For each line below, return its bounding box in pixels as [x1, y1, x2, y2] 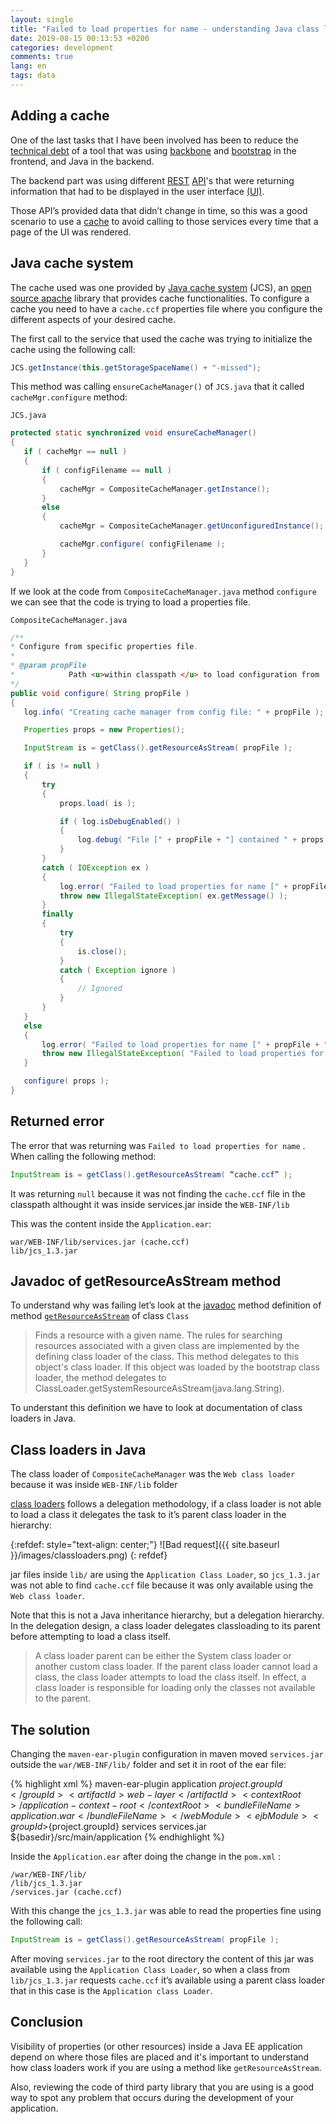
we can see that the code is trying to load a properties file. [10, 596, 251, 608]
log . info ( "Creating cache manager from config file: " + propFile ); [23, 707, 325, 717]
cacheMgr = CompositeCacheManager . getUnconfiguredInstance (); [59, 521, 325, 531]
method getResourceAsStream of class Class [10, 1310, 190, 1322]
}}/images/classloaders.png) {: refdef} [10, 1549, 168, 1561]
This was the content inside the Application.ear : [10, 1217, 212, 1230]
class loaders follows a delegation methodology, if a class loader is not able [10, 1498, 322, 1510]
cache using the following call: [10, 343, 136, 355]
